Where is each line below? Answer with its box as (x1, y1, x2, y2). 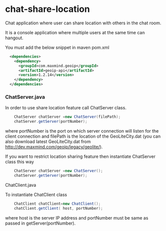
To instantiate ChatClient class (5, 191, 67, 197)
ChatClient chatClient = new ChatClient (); (14, 201, 101, 206)
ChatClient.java (5, 182, 36, 188)
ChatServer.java (5, 93, 46, 100)
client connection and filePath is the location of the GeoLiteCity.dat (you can (5, 133, 161, 140)
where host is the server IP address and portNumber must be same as (5, 215, 149, 221)
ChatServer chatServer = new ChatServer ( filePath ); (14, 114, 121, 120)
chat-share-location (5, 3, 90, 15)
